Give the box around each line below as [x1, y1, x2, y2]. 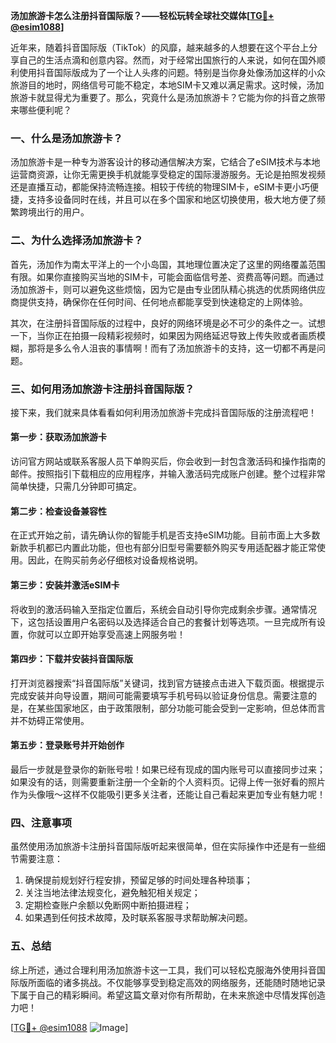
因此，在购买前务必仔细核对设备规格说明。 [27, 554, 203, 566]
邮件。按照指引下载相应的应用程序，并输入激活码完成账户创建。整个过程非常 [10, 468, 326, 480]
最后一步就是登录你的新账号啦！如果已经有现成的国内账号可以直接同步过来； [10, 763, 326, 775]
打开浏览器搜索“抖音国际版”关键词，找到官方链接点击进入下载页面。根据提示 [10, 677, 325, 689]
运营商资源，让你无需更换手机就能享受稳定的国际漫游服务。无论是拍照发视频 [10, 169, 326, 181]
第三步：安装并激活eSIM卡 [10, 579, 120, 591]
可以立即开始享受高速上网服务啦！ [44, 628, 186, 640]
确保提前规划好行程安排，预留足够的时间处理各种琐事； [24, 874, 253, 886]
